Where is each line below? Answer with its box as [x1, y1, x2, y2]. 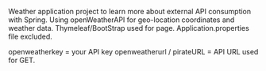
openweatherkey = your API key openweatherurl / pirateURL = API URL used [8, 47, 259, 56]
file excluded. [8, 32, 53, 41]
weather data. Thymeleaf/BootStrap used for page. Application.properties [8, 24, 250, 32]
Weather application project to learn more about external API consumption [8, 7, 252, 16]
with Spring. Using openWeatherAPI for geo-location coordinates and [8, 15, 235, 24]
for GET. [8, 55, 36, 65]
